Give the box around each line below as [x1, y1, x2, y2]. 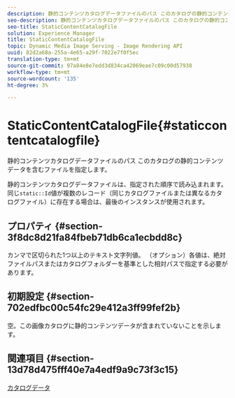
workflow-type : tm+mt [7, 68, 71, 75]
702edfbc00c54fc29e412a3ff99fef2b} [7, 302, 181, 314]
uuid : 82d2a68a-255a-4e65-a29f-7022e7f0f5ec [7, 50, 139, 57]
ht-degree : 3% [7, 82, 49, 89]
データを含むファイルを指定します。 [7, 165, 111, 174]
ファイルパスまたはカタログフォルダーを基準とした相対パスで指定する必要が [7, 260, 228, 267]
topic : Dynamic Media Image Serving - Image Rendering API [7, 43, 183, 50]
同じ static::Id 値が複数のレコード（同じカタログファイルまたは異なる [7, 189, 211, 198]
